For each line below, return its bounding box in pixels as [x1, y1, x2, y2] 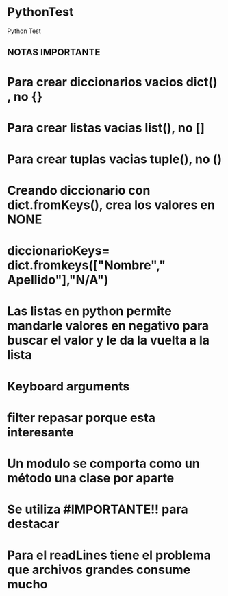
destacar [7, 517, 60, 532]
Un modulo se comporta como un [7, 456, 200, 471]
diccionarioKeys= [7, 243, 110, 259]
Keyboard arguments [7, 378, 130, 394]
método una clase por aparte [7, 471, 175, 486]
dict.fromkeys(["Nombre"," [7, 258, 166, 273]
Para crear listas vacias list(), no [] [7, 120, 205, 136]
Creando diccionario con [7, 183, 151, 199]
